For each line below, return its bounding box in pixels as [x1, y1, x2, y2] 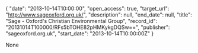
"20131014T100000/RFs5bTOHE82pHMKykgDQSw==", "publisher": [5, 24, 170, 31]
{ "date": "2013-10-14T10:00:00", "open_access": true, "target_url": [5, 5, 170, 12]
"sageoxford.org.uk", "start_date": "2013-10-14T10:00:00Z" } [5, 30, 154, 37]
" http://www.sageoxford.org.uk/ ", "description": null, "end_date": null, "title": [5, 11, 192, 18]
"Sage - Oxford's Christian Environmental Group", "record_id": [5, 18, 158, 24]
